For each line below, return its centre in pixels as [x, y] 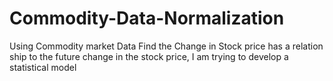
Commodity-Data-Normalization [147, 18]
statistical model [43, 67]
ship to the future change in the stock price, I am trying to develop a [149, 56]
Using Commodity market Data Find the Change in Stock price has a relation [166, 46]
